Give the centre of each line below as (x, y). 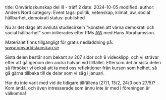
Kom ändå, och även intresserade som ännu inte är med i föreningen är (78, 88)
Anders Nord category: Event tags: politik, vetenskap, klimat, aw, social (78, 12)
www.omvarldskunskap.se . (33, 48)
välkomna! (16, 93)
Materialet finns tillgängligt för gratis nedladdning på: (59, 42)
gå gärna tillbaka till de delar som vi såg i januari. (55, 73)
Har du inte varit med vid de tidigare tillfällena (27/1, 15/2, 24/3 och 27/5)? (80, 83)
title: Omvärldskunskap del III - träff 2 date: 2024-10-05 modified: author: (80, 7)
